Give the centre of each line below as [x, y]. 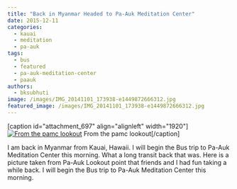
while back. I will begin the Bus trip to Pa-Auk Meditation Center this [107, 170]
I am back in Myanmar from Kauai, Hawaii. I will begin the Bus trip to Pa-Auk [118, 147]
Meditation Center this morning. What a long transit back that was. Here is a [118, 155]
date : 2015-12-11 [33, 21]
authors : [20, 86]
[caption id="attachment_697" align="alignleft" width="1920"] [98, 126]
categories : [25, 27]
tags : [15, 54]
